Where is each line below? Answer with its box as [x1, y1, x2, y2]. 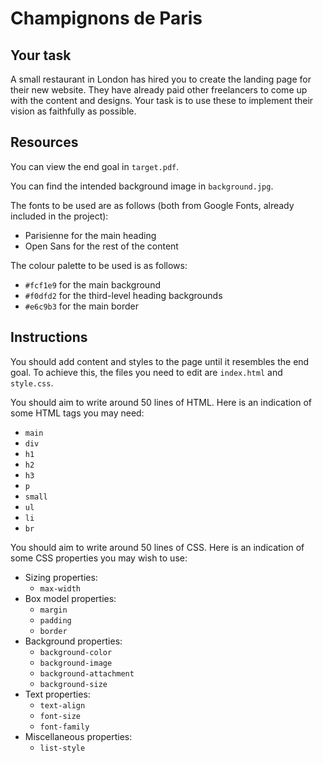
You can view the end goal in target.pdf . [10, 160, 180, 172]
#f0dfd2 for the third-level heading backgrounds [24, 289, 223, 301]
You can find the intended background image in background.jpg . [10, 180, 274, 192]
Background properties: [24, 635, 123, 647]
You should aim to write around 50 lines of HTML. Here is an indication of [10, 396, 313, 408]
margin [39, 605, 68, 615]
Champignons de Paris [10, 7, 203, 30]
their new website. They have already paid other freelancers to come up [10, 84, 308, 96]
